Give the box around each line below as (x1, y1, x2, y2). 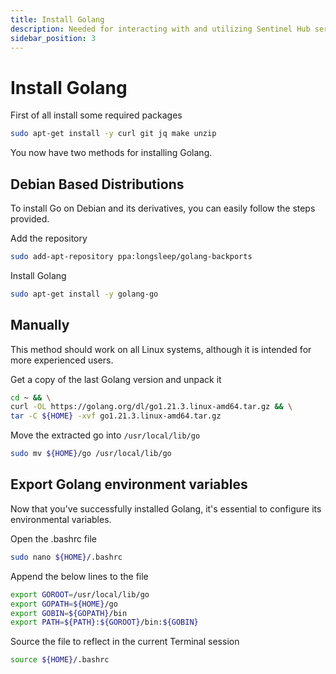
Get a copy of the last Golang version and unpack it (10, 373, 222, 385)
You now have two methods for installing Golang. (10, 147, 213, 159)
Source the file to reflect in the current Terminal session (10, 636, 240, 648)
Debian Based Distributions (10, 176, 185, 193)
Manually (10, 317, 70, 334)
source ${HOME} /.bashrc (10, 655, 110, 665)
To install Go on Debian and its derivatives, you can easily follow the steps (10, 202, 316, 214)
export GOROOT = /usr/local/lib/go (10, 589, 150, 600)
